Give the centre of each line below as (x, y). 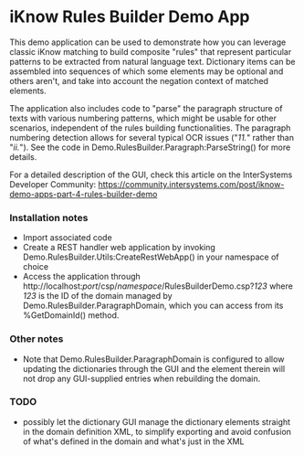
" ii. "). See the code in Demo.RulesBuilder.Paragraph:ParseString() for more (150, 147)
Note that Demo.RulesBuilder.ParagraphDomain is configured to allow (153, 359)
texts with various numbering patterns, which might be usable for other (143, 118)
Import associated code (67, 238)
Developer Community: (53, 184)
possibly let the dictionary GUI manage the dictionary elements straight (156, 421)
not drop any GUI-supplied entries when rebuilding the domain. (142, 378)
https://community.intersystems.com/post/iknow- (191, 184)
